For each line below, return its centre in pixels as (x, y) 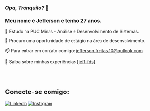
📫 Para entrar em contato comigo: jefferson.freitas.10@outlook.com (74, 51)
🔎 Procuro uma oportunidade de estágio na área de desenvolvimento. (75, 41)
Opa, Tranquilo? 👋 (27, 8)
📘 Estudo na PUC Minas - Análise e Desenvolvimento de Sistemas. (72, 32)
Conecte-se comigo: (37, 92)
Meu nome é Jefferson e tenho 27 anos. (53, 20)
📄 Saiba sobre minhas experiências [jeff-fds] (50, 62)
